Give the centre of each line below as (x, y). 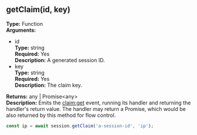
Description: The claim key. (48, 85)
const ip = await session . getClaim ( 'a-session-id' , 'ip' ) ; (80, 126)
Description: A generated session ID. (60, 60)
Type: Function (24, 23)
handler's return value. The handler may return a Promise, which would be (96, 109)
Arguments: (21, 30)
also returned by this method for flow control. (61, 115)
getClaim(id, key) (38, 10)
